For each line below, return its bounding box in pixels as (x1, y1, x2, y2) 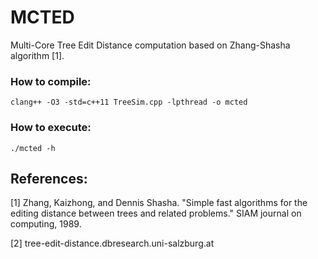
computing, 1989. (10, 218, 82, 230)
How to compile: (10, 74, 92, 88)
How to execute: (10, 121, 92, 135)
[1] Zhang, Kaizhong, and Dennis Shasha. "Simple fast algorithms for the (10, 197, 308, 209)
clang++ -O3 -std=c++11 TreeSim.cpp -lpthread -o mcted (10, 97, 248, 108)
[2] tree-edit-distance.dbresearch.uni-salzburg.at (10, 237, 215, 250)
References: (10, 170, 88, 187)
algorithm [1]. (10, 49, 65, 61)
